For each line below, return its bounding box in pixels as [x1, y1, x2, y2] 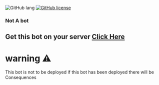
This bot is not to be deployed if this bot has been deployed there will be [5, 69, 154, 75]
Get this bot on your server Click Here [5, 32, 125, 41]
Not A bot [5, 17, 29, 24]
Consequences [5, 74, 36, 80]
